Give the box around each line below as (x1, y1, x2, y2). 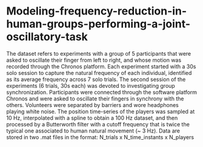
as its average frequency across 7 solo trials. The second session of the (6, 76, 186, 83)
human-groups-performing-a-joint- (6, 17, 191, 31)
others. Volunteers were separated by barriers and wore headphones (6, 101, 179, 108)
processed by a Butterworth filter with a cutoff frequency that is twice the (6, 120, 190, 128)
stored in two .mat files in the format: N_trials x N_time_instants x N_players (6, 133, 195, 140)
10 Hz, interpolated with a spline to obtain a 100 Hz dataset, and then (6, 114, 178, 122)
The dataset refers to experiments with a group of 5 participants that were (6, 50, 191, 57)
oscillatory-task (6, 30, 88, 44)
